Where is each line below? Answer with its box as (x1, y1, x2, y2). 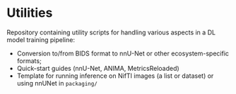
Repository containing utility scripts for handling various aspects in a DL (6, 28, 216, 36)
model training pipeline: (6, 35, 76, 43)
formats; (16, 56, 42, 65)
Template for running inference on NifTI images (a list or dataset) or (16, 72, 214, 80)
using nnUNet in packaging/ (16, 79, 98, 87)
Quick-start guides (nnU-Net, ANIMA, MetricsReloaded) (16, 64, 179, 72)
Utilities (6, 5, 53, 21)
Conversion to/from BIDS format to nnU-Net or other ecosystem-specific (16, 49, 230, 58)
